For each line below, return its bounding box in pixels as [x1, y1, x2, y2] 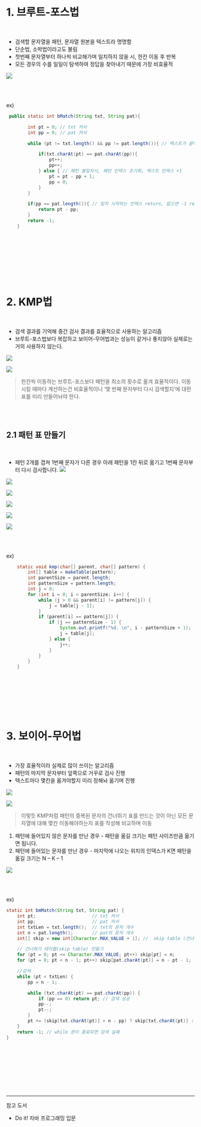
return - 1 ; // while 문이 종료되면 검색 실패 [17, 1029, 120, 1035]
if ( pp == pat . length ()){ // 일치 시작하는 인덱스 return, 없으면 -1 [28, 201, 187, 207]
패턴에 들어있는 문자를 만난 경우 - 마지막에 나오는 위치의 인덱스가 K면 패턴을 [14, 847, 192, 855]
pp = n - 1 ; [28, 979, 58, 985]
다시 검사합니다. [21, 466, 59, 473]
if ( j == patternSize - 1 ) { [48, 619, 121, 626]
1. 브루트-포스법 [6, 5, 80, 19]
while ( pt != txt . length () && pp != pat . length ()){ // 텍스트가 [28, 140, 187, 147]
